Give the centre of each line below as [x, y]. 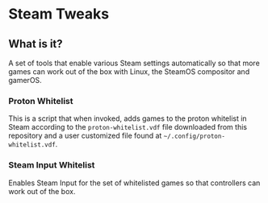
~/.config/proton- [195, 137]
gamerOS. [25, 80]
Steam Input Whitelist [52, 165]
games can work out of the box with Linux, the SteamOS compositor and [129, 72]
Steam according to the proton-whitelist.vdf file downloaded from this [128, 127]
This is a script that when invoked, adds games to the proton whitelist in [128, 118]
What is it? [36, 44]
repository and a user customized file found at [85, 136]
